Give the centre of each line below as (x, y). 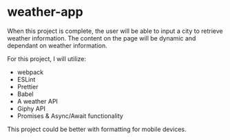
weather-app (45, 12)
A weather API (38, 101)
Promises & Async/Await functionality (70, 116)
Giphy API (31, 108)
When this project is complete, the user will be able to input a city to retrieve (115, 31)
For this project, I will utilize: (47, 58)
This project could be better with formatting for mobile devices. (97, 129)
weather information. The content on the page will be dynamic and (102, 38)
